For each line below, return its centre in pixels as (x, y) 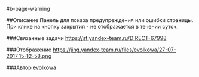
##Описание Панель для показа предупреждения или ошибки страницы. (100, 20)
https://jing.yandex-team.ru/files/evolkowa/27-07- (114, 50)
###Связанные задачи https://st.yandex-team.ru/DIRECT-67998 (86, 38)
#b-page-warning (28, 9)
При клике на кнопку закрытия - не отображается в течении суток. (92, 27)
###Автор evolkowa (31, 67)
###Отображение (29, 50)
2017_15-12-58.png (29, 56)
